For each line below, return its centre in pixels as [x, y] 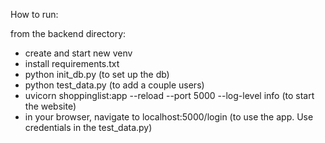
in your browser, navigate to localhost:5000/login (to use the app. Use [169, 117]
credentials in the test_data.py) [88, 127]
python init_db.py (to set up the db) [97, 74]
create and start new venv [78, 53]
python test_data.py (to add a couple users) [114, 85]
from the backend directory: [68, 33]
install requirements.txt [72, 63]
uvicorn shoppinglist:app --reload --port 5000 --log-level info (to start [169, 95]
